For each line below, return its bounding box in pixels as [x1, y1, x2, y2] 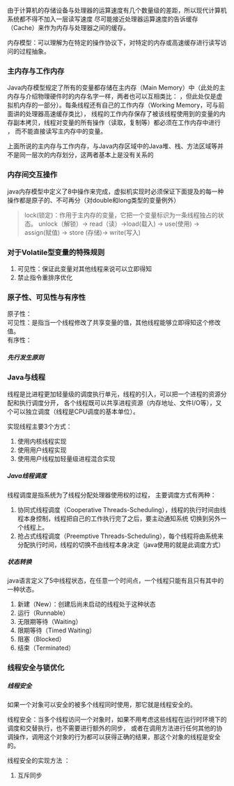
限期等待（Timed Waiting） [17, 626, 96, 634]
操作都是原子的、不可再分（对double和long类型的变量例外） [7, 196, 180, 204]
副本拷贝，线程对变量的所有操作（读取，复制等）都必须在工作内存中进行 [13, 118, 221, 127]
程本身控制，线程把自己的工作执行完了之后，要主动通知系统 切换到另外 [17, 514, 221, 523]
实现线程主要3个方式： [7, 422, 72, 430]
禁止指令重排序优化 [17, 273, 73, 282]
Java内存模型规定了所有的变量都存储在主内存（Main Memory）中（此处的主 [7, 83, 226, 92]
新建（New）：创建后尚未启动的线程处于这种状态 [17, 600, 156, 609]
